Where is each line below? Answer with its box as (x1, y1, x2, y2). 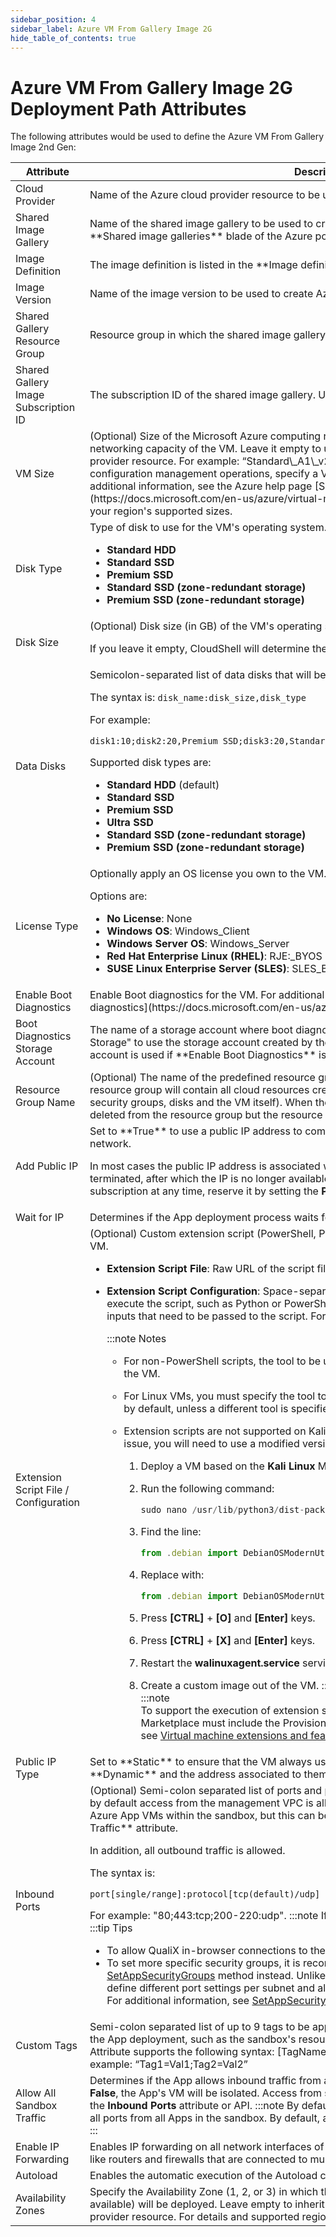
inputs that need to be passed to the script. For (106, 1309, 327, 1323)
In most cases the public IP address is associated (89, 1159, 321, 1173)
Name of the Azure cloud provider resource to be (89, 188, 321, 202)
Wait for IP (15, 1211, 65, 1225)
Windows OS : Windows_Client (106, 924, 250, 938)
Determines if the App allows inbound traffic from (89, 2074, 322, 2088)
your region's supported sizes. (89, 504, 233, 518)
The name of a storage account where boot (89, 1023, 293, 1037)
